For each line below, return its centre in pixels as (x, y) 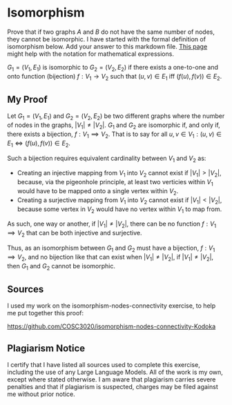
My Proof (28, 99)
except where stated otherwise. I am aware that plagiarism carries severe (112, 379)
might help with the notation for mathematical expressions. (91, 54)
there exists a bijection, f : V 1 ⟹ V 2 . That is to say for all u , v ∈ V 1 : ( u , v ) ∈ (115, 135)
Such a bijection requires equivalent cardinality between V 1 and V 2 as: (107, 159)
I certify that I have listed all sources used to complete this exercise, (104, 364)
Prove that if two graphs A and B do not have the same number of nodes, (111, 32)
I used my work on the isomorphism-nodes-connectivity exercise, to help (112, 306)
